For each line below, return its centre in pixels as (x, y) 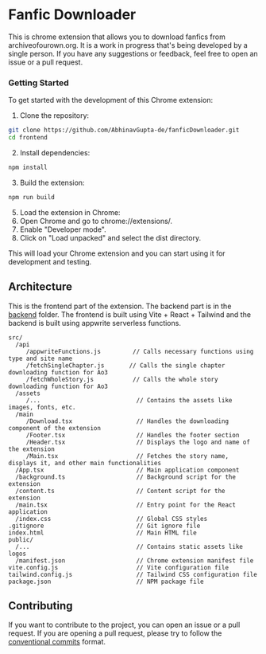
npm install (28, 167)
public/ (21, 539)
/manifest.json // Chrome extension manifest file (135, 560)
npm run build (32, 197)
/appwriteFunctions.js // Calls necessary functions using (140, 351)
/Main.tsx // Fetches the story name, (127, 456)
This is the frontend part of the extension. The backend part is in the (120, 306)
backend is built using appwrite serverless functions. (94, 323)
